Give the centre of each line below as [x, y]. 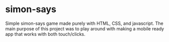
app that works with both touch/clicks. [45, 34]
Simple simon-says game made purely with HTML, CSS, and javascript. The [84, 23]
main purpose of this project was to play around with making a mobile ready [85, 28]
